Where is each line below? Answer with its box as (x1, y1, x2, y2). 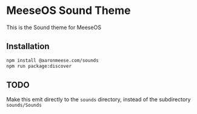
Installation (6, 41, 50, 52)
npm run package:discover (6, 63, 72, 69)
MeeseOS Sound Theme (6, 4, 132, 18)
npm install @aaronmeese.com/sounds (6, 57, 99, 64)
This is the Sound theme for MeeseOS (6, 24, 102, 31)
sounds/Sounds (6, 102, 42, 109)
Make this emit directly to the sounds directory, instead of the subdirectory (6, 96, 191, 103)
